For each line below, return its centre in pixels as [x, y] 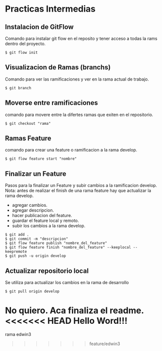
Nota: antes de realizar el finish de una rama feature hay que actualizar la [78, 191]
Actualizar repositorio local [47, 271]
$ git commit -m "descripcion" [37, 239]
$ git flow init [21, 52]
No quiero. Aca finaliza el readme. [74, 310]
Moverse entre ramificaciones [51, 103]
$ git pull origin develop [32, 292]
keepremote [16, 252]
